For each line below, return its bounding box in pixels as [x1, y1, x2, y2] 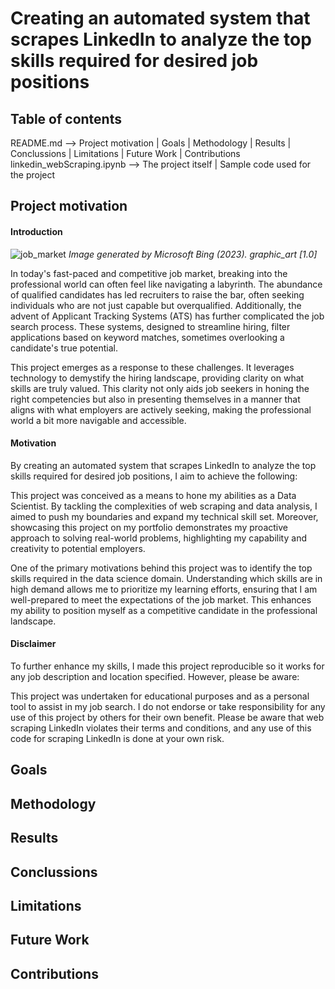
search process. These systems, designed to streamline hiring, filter [10, 320, 291, 332]
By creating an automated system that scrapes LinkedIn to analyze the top [10, 459, 317, 471]
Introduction [10, 225, 63, 237]
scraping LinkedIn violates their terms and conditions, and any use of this [10, 722, 312, 734]
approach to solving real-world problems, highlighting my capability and [10, 532, 307, 544]
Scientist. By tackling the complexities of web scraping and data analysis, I [10, 500, 318, 512]
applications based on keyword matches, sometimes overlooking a [10, 331, 285, 343]
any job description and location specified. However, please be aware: [10, 671, 300, 682]
